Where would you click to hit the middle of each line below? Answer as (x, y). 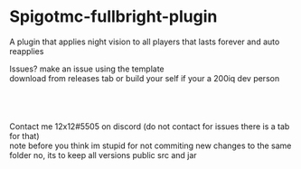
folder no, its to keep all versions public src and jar (103, 155)
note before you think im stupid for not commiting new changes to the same (150, 146)
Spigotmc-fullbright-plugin (113, 17)
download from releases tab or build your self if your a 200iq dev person (145, 78)
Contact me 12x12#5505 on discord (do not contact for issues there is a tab (150, 126)
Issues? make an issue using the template (87, 69)
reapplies (27, 51)
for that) (24, 136)
